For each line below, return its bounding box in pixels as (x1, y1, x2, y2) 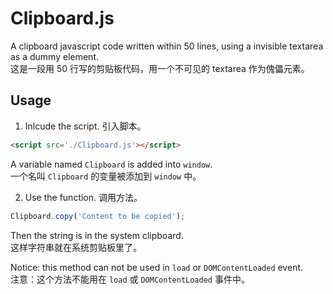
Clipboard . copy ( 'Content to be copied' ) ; (10, 211, 186, 221)
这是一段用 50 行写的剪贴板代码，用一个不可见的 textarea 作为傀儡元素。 (10, 62, 310, 74)
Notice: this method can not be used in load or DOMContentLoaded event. (10, 261, 304, 273)
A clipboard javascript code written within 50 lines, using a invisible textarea (10, 40, 324, 52)
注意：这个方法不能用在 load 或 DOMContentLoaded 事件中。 (10, 273, 250, 285)
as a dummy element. (10, 50, 99, 62)
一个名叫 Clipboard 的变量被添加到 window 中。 (10, 170, 202, 182)
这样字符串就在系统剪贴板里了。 (10, 241, 142, 253)
